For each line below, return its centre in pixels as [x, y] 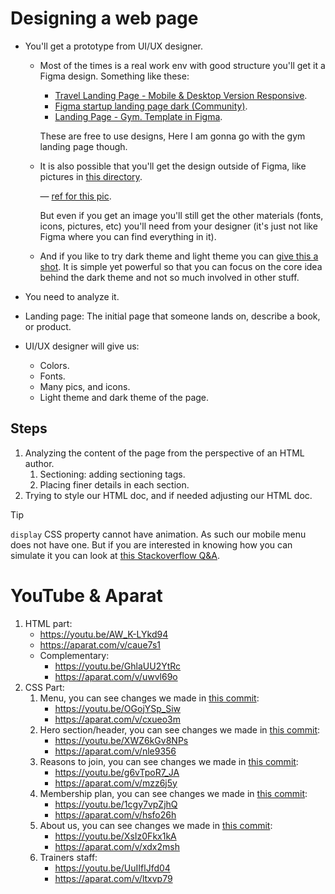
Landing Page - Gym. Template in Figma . [138, 116]
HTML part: [48, 623]
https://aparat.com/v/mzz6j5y [116, 783]
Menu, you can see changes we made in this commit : [149, 698]
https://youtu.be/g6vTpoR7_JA [117, 772]
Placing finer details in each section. [114, 484]
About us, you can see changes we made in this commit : [156, 825]
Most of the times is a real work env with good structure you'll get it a [182, 65]
